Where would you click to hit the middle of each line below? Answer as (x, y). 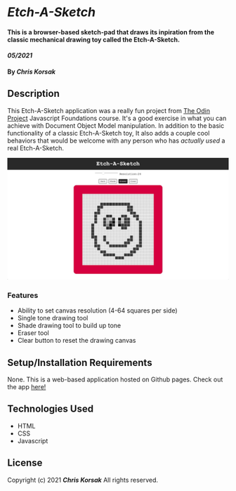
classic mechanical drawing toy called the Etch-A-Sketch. (94, 39)
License (25, 463)
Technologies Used (50, 409)
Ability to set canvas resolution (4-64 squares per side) (97, 310)
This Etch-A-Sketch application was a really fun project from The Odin (109, 110)
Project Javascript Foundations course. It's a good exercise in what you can (117, 118)
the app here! (27, 386)
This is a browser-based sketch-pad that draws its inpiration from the (111, 32)
